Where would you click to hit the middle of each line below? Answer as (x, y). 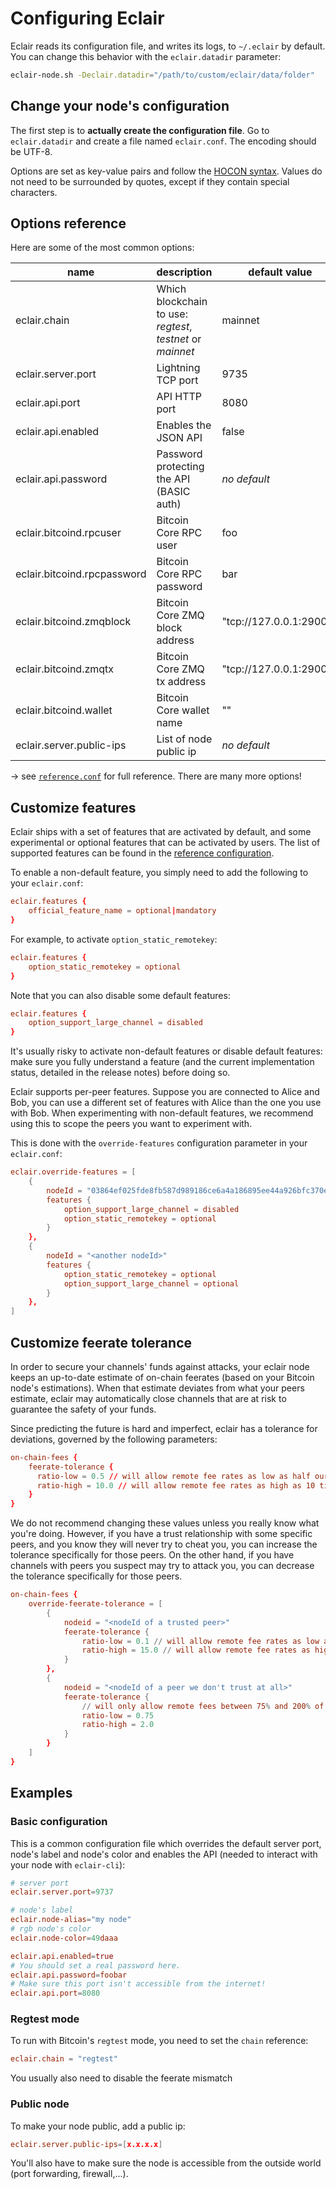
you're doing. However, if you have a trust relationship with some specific (161, 1534)
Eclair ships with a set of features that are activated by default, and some (161, 832)
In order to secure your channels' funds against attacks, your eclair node (160, 1366)
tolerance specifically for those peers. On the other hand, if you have (152, 1555)
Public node (40, 2104)
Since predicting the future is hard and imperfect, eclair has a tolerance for (164, 1428)
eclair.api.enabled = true (62, 1956)
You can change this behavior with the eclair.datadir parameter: (146, 56)
